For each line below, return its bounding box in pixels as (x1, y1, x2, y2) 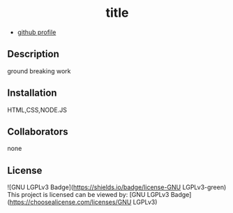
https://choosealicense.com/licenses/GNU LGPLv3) (9, 198, 158, 207)
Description (7, 48, 59, 60)
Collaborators (7, 126, 68, 138)
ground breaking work (7, 66, 71, 75)
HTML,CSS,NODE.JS (7, 105, 68, 114)
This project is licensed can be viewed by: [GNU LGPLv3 (7, 191, 170, 199)
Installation (7, 87, 57, 99)
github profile (17, 28, 57, 36)
